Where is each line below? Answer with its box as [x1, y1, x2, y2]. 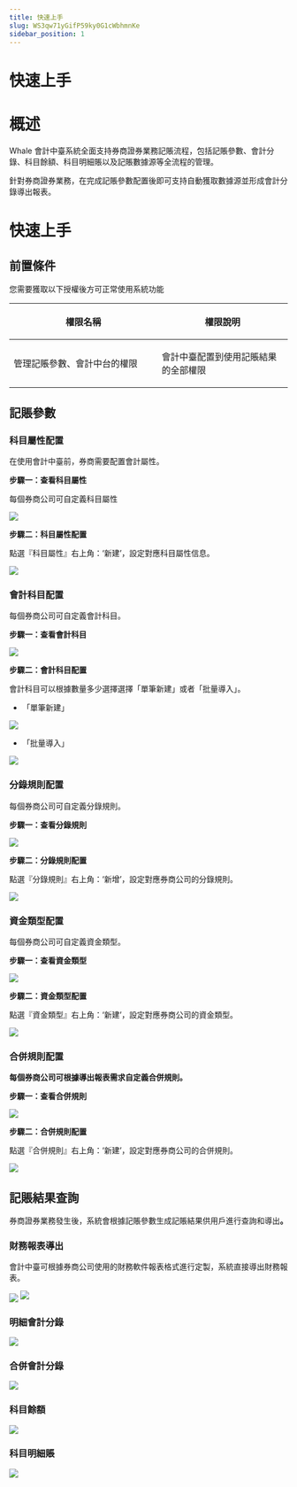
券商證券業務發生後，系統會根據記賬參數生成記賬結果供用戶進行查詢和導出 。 [9, 1215, 288, 1227]
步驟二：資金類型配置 [9, 991, 87, 1002]
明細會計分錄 [9, 1316, 65, 1328]
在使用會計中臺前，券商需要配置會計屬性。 [9, 456, 164, 467]
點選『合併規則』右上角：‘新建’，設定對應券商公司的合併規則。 [9, 1145, 239, 1156]
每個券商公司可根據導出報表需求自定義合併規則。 [9, 1073, 187, 1083]
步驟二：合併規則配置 [9, 1127, 87, 1137]
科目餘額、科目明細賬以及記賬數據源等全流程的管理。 [24, 156, 218, 167]
